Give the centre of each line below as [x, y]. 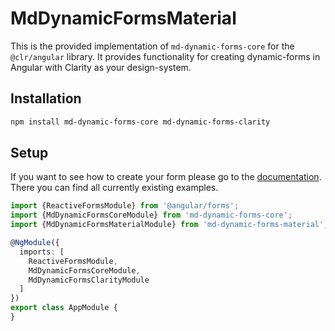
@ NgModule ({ [35, 243]
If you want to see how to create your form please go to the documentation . [166, 177]
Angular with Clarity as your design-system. [101, 67]
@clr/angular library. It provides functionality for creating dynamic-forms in [165, 56]
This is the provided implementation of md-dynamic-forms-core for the [152, 46]
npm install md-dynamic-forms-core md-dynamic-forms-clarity [140, 122]
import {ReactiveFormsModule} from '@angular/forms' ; [125, 206]
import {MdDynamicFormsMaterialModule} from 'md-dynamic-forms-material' [167, 225]
